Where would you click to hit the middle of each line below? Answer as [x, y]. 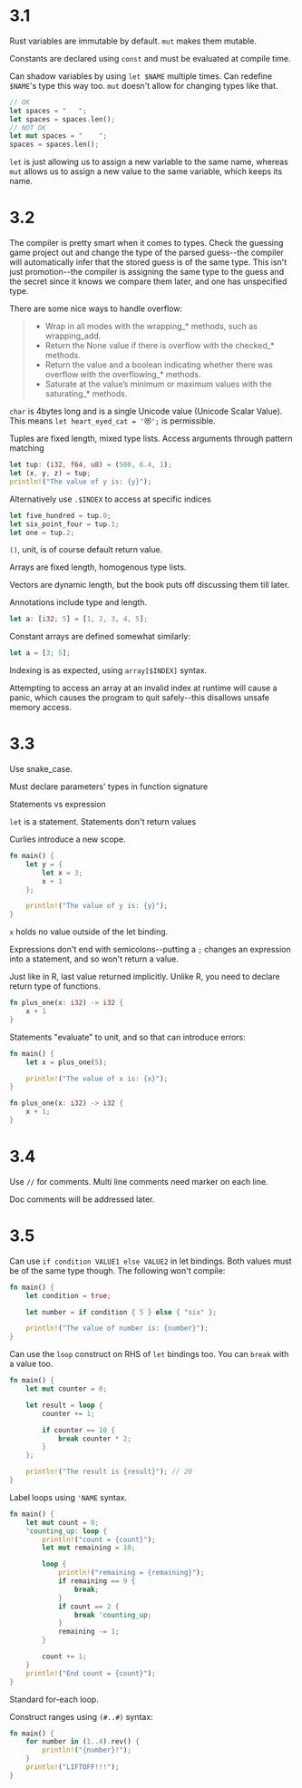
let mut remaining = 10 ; [89, 1548]
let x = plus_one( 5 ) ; [66, 1062]
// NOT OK [28, 128]
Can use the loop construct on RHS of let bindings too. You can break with [149, 1354]
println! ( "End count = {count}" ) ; [91, 1673]
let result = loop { [64, 1405]
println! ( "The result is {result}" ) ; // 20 [109, 1472]
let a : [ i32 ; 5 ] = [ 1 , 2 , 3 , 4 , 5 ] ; [78, 619]
